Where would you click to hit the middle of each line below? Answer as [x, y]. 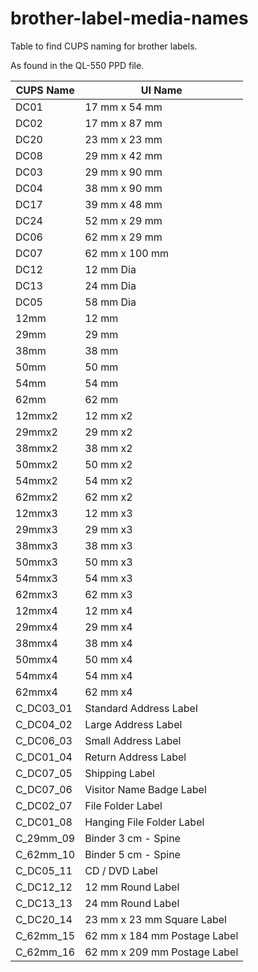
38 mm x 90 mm [123, 188]
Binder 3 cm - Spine [132, 838]
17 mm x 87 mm [123, 123]
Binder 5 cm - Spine [132, 854]
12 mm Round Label [132, 887]
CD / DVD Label [121, 870]
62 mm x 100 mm [127, 253]
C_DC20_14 [44, 919]
